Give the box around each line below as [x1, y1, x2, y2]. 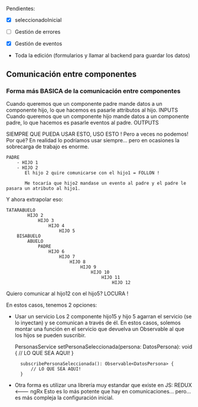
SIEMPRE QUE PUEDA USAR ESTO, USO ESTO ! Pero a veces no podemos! [6, 130, 189, 138]
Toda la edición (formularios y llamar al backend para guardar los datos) [14, 52, 190, 59]
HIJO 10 [90, 269, 110, 275]
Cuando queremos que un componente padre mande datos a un [6, 100, 163, 107]
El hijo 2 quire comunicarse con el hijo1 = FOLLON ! [24, 170, 160, 176]
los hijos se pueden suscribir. [14, 331, 86, 338]
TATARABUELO [6, 207, 35, 213]
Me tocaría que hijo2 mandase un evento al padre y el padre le [24, 180, 186, 186]
